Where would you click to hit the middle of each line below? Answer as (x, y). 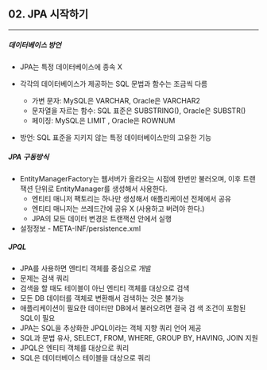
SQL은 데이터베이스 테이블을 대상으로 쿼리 (85, 357)
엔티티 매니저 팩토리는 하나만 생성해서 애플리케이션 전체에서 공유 (132, 198)
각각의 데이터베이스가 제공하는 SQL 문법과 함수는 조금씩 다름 (114, 84)
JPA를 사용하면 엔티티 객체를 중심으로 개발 (86, 268)
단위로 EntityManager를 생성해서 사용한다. (101, 189)
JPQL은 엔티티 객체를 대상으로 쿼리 (74, 348)
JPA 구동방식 (29, 157)
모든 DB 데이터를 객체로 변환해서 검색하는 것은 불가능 (102, 298)
